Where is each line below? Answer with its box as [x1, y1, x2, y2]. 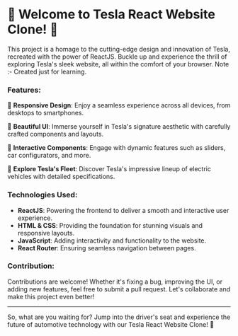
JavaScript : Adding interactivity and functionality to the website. [17, 236, 207, 245]
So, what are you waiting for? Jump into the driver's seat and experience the [7, 313, 231, 321]
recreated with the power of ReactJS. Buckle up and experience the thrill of [7, 52, 227, 61]
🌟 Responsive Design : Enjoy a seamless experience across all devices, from [7, 101, 231, 110]
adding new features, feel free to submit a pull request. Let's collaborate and [7, 284, 231, 293]
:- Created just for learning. [7, 67, 87, 76]
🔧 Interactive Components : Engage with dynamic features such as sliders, [7, 144, 226, 152]
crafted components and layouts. [7, 130, 104, 139]
